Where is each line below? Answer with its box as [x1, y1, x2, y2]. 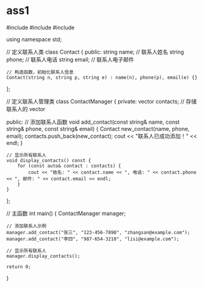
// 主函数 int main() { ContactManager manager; [6, 210, 126, 217]
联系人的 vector [6, 105, 46, 113]
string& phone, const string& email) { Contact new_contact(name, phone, [6, 125, 190, 132]
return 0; [6, 263, 32, 270]
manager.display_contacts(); [6, 253, 80, 259]
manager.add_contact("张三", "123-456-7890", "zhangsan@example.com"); [6, 229, 190, 235]
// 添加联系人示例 [6, 223, 47, 229]
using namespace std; [6, 35, 62, 43]
